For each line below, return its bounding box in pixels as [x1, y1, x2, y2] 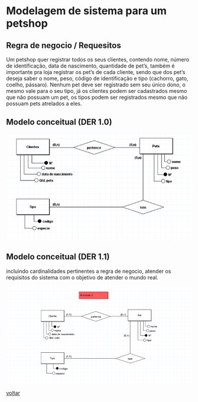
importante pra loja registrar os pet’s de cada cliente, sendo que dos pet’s [6, 69, 186, 75]
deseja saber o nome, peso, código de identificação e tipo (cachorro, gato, [6, 75, 189, 82]
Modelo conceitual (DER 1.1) [6, 252, 110, 262]
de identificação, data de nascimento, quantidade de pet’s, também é [6, 62, 175, 69]
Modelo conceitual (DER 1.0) [6, 117, 112, 127]
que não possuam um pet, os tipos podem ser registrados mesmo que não [6, 94, 188, 101]
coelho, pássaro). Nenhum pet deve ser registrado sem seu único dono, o [6, 81, 186, 88]
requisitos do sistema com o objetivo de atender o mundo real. [6, 274, 158, 281]
